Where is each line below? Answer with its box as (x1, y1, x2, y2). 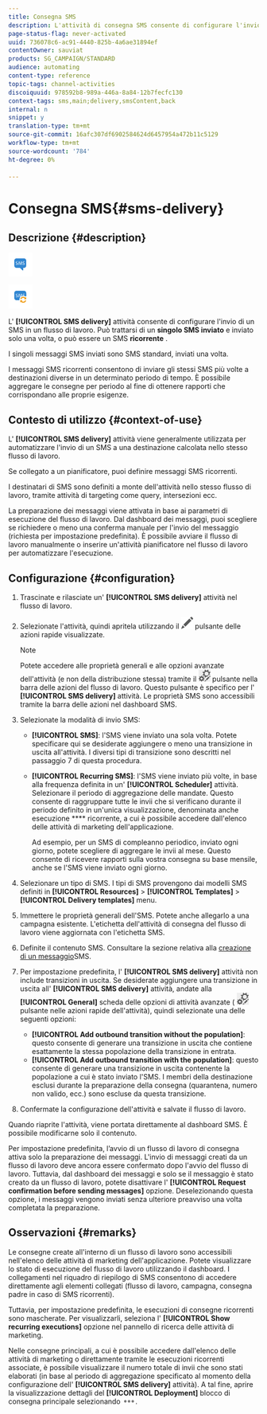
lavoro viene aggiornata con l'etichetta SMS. (19, 928, 165, 937)
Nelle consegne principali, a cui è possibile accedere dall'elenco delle (8, 1345, 237, 1355)
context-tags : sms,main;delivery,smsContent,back (8, 96, 176, 105)
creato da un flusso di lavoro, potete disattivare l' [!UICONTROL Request (8, 1177, 246, 1187)
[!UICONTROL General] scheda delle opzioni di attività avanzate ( (19, 997, 235, 1007)
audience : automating (8, 64, 80, 72)
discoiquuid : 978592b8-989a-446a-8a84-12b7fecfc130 (8, 88, 183, 96)
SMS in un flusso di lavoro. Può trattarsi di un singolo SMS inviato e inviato (8, 325, 254, 335)
